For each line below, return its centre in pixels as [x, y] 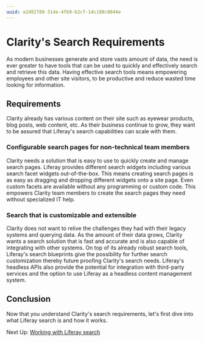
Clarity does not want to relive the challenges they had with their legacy [96, 228]
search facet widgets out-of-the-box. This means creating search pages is [100, 173]
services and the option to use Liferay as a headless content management [99, 273]
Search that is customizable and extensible [72, 215]
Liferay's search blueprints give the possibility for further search [87, 254]
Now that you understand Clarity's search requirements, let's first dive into [100, 313]
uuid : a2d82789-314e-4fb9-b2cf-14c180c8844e [64, 12]
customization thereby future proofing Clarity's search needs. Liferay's [95, 260]
